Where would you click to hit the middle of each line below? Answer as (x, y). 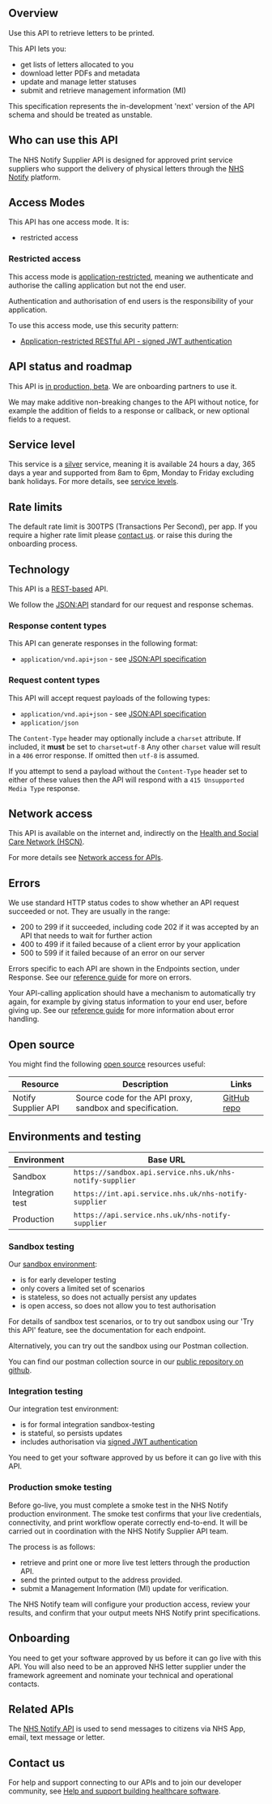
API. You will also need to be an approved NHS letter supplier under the (127, 1666)
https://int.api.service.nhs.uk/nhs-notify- (161, 1194)
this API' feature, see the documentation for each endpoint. (107, 1330)
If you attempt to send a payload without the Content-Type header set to (128, 771)
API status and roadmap (70, 367)
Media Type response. (44, 788)
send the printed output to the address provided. (101, 1580)
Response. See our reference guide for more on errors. (100, 977)
